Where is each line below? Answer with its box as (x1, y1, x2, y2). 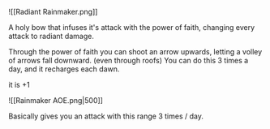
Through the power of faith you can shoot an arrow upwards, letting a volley (8, 47, 263, 56)
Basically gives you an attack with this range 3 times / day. (8, 111, 204, 121)
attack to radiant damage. (8, 32, 95, 41)
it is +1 (8, 80, 30, 89)
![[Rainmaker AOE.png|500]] (8, 96, 104, 105)
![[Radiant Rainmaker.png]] (8, 7, 98, 16)
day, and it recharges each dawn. (8, 64, 120, 74)
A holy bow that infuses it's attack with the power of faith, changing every (8, 23, 255, 32)
